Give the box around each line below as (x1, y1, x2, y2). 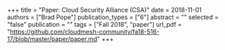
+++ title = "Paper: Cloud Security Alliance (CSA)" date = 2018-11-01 (7, 6, 202, 14)
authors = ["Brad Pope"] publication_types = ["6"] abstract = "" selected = (7, 13, 219, 21)
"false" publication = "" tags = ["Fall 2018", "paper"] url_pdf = (7, 21, 182, 28)
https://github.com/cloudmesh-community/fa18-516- (10, 27, 160, 36)
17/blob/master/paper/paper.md (7, 35, 98, 43)
